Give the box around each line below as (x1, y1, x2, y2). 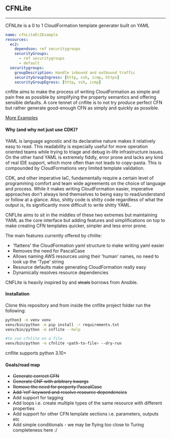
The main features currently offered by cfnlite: (5, 232, 102, 238)
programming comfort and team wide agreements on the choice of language (5, 180, 166, 186)
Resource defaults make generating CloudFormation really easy (12, 264, 147, 270)
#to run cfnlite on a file (5, 336, 63, 341)
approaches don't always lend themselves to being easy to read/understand (5, 191, 165, 197)
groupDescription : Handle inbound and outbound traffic (14, 70, 136, 75)
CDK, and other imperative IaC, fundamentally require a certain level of (5, 175, 154, 181)
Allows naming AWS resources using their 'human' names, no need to (12, 253, 159, 259)
